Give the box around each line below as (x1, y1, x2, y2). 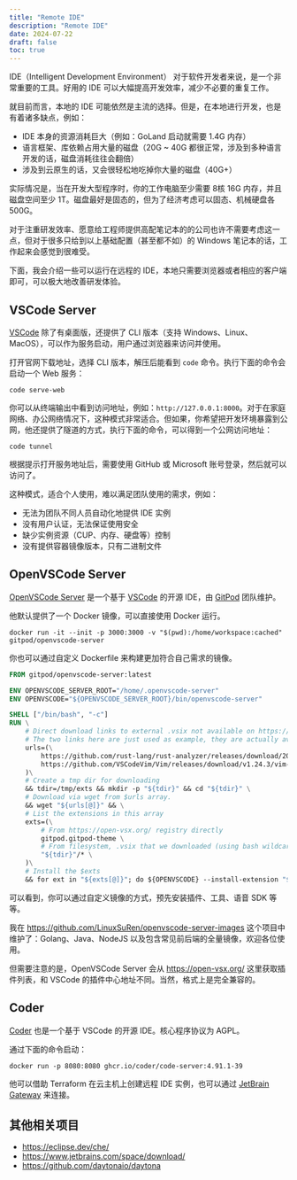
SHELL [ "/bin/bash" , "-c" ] (9, 710, 109, 719)
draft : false (9, 37, 57, 47)
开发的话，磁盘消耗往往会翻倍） (21, 153, 139, 164)
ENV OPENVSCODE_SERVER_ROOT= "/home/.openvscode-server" (9, 686, 219, 695)
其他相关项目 (9, 1117, 80, 1132)
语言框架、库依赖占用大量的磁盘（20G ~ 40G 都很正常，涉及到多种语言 (21, 143, 283, 153)
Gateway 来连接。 (9, 1089, 75, 1099)
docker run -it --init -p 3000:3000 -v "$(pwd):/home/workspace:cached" (9, 628, 283, 637)
